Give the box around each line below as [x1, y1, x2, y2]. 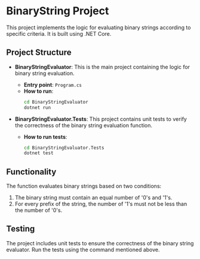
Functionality [6, 167, 57, 177]
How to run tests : [23, 133, 67, 141]
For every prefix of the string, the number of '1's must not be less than [14, 201, 187, 208]
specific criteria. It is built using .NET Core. [6, 30, 112, 37]
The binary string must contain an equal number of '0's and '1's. [14, 194, 173, 201]
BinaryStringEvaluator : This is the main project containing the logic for [14, 63, 190, 70]
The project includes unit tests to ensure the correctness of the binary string [6, 239, 194, 246]
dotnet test [23, 150, 54, 156]
